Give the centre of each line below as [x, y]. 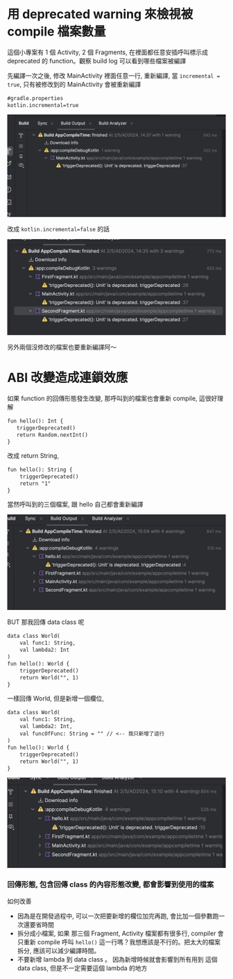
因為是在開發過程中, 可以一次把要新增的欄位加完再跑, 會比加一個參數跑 [118, 916]
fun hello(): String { [40, 470]
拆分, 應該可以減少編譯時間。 [59, 951]
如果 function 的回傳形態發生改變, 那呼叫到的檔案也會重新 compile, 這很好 [112, 398]
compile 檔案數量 [57, 32]
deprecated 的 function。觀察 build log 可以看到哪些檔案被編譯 [97, 60]
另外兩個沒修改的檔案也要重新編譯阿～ [62, 347]
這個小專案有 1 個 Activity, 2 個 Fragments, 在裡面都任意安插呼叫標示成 [107, 52]
